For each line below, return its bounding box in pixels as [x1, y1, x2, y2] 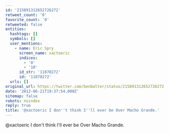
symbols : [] [10, 36, 36, 42]
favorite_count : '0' [5, 17, 50, 22]
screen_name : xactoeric [18, 50, 70, 55]
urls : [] [10, 79, 29, 84]
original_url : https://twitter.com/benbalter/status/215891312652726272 [5, 84, 164, 89]
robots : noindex [5, 98, 40, 103]
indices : [18, 55, 38, 61]
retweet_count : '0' [5, 12, 47, 17]
